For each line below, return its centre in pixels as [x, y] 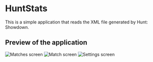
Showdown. [17, 27]
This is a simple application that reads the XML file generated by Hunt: [76, 22]
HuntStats [26, 9]
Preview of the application [46, 43]
